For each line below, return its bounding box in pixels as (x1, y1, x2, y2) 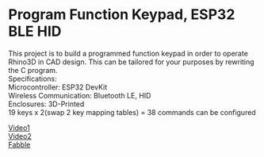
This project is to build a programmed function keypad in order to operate (8, 48, 248, 58)
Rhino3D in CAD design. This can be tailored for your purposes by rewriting (8, 57, 255, 67)
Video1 (8, 123, 30, 132)
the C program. (8, 65, 58, 75)
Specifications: (8, 74, 57, 83)
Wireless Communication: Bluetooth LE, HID (8, 90, 151, 100)
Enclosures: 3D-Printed (8, 99, 85, 109)
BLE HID (8, 22, 62, 40)
